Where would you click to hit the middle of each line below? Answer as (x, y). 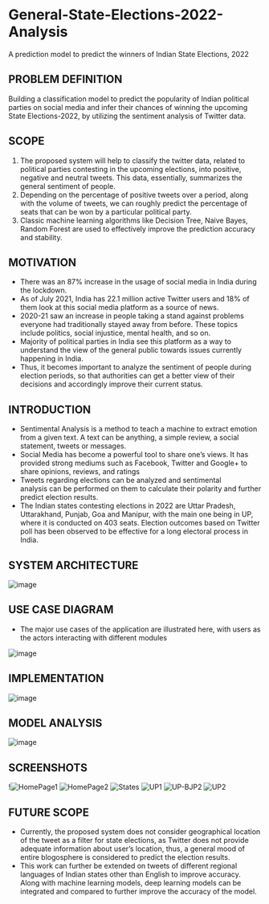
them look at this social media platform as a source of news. (119, 308)
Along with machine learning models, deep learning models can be (130, 883)
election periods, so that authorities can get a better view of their (127, 376)
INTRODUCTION (50, 409)
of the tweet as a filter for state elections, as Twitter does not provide (134, 841)
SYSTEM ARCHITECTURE (73, 565)
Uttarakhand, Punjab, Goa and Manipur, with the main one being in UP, (137, 514)
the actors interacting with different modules (93, 637)
